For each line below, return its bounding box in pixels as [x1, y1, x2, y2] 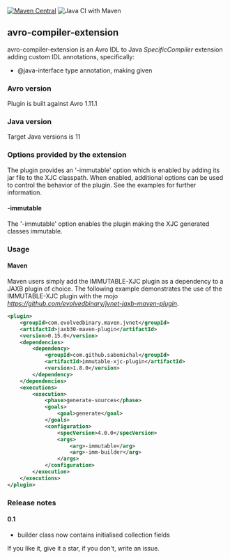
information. [7, 188, 43, 197]
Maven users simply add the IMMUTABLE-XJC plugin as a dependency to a [7, 277, 224, 286]
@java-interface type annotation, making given [17, 66, 153, 75]
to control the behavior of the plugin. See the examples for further [7, 181, 197, 189]
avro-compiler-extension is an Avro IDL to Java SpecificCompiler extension [7, 45, 223, 54]
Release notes [7, 498, 56, 507]
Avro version [7, 84, 52, 93]
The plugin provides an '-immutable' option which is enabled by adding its [7, 166, 220, 174]
